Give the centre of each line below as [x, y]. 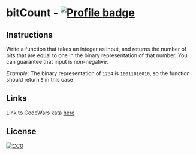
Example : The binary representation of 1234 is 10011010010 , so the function [98, 73]
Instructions [29, 35]
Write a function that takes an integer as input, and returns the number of [97, 49]
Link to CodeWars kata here [40, 113]
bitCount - [32, 13]
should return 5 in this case [40, 80]
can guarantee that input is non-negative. [58, 62]
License [21, 131]
